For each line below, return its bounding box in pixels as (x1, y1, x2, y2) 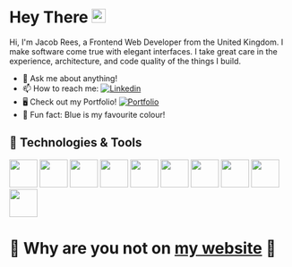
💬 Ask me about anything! (21, 72, 118, 83)
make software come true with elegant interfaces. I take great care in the (9, 46, 278, 56)
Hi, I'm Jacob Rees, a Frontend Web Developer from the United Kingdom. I (9, 37, 284, 47)
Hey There (9, 7, 89, 28)
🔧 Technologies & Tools (9, 135, 142, 150)
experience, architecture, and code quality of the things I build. (9, 55, 242, 66)
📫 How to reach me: (21, 83, 99, 94)
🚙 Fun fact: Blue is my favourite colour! (21, 109, 166, 120)
